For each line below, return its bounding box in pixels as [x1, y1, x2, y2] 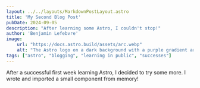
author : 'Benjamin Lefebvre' [6, 31, 79, 37]
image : [6, 36, 23, 42]
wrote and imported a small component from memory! [6, 75, 139, 82]
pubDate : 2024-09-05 [6, 19, 58, 25]
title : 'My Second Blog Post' [6, 14, 82, 20]
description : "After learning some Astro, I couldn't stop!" [6, 25, 161, 31]
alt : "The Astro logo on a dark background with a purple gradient [17, 47, 187, 53]
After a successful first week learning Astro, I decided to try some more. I [6, 69, 186, 76]
